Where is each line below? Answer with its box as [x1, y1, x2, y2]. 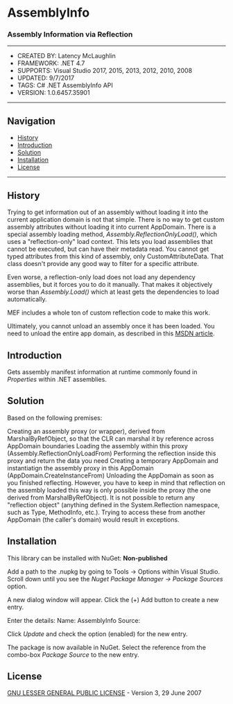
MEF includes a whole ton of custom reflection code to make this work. [7, 308, 210, 317]
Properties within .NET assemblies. [7, 375, 107, 383]
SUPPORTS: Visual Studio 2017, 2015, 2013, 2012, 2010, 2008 [17, 67, 193, 75]
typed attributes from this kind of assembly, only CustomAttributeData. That [7, 252, 224, 261]
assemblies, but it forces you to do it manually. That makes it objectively [7, 281, 213, 289]
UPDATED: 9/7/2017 [17, 74, 75, 82]
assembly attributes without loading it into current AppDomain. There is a [7, 223, 216, 231]
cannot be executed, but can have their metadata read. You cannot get [7, 245, 209, 254]
